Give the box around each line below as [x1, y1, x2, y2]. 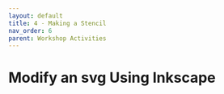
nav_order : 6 [8, 27, 53, 35]
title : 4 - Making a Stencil [8, 19, 107, 27]
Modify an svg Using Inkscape [8, 69, 216, 87]
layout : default [8, 11, 63, 20]
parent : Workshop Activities [8, 34, 107, 43]
